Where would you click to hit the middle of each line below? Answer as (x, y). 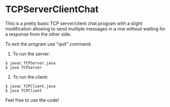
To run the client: (30, 77)
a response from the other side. (38, 34)
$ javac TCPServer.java (31, 63)
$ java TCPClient (24, 91)
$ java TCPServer (24, 67)
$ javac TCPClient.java (31, 86)
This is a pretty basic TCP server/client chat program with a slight (74, 23)
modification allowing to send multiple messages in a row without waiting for (86, 28)
